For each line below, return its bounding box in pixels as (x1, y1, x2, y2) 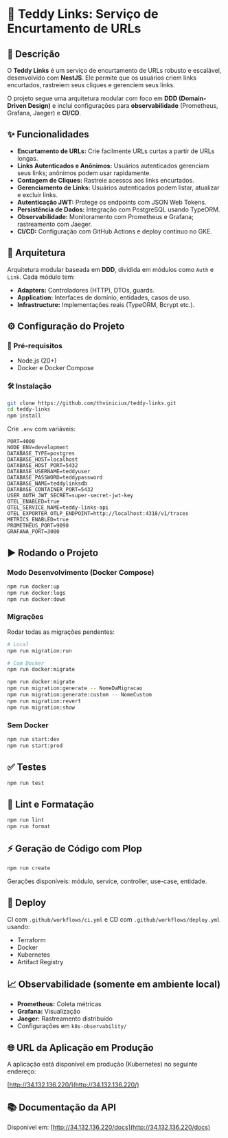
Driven (7, 102, 27, 109)
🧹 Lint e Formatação (7, 798, 94, 810)
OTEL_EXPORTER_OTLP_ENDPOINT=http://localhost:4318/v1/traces (7, 510, 189, 517)
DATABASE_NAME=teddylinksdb (7, 480, 88, 487)
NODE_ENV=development (7, 444, 69, 451)
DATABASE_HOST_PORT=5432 (7, 462, 78, 469)
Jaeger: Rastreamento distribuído (16, 1014, 113, 1023)
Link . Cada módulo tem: (7, 273, 76, 281)
